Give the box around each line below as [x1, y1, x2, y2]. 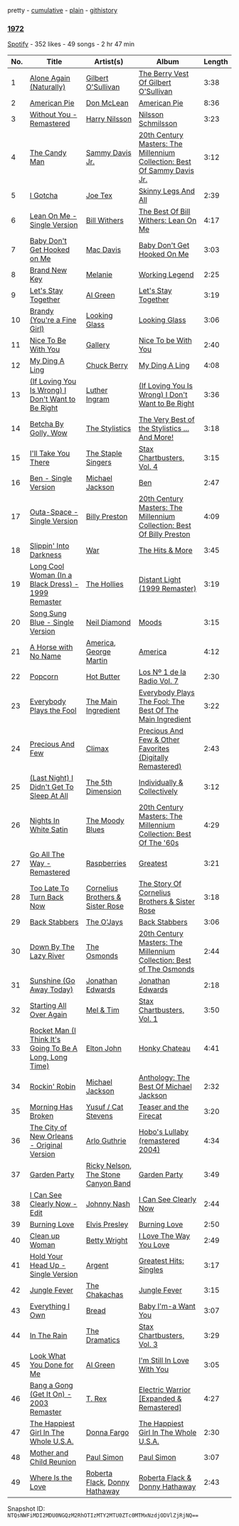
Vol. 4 [138, 462, 158, 472]
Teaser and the [138, 1102, 189, 1112]
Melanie [85, 270, 112, 280]
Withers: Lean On [138, 216, 197, 226]
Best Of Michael [138, 1081, 192, 1091]
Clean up [29, 1231, 60, 1241]
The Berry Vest [138, 69, 189, 79]
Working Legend [138, 270, 194, 280]
